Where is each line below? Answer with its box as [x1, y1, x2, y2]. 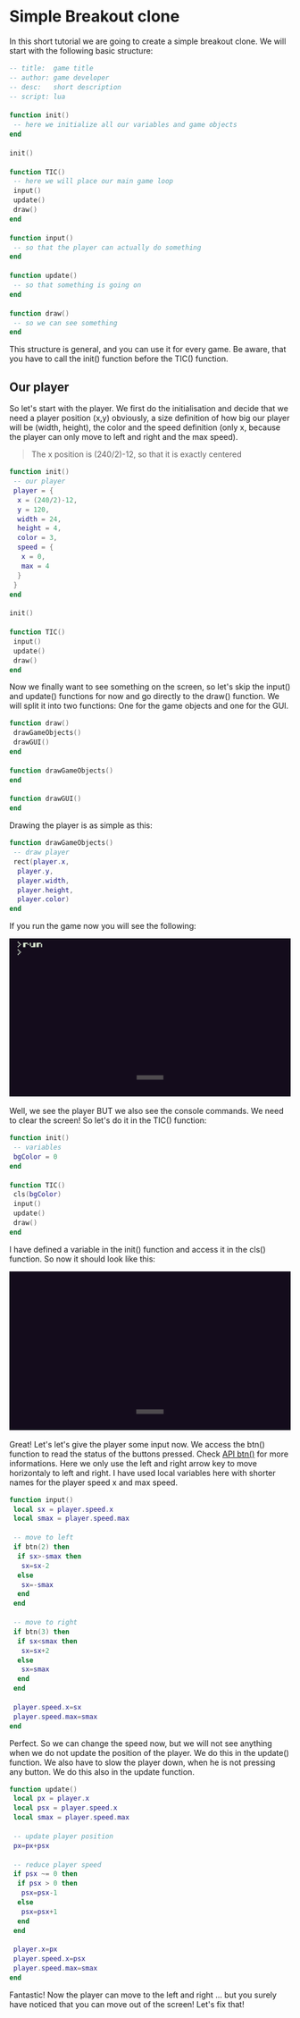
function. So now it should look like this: [9, 1254, 156, 1264]
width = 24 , [17, 514, 62, 524]
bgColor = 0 [12, 1152, 58, 1161]
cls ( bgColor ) [12, 1190, 62, 1199]
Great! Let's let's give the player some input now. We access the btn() [9, 1439, 265, 1449]
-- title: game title [9, 63, 94, 72]
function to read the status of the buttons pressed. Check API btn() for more [9, 1448, 288, 1459]
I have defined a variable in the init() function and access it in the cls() [9, 1244, 266, 1254]
